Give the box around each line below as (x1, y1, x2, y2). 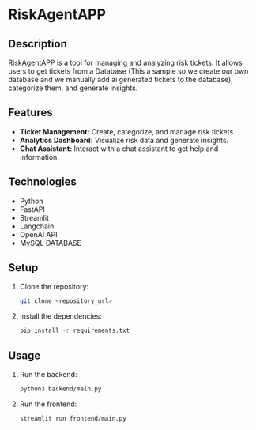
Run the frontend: (19, 399, 77, 409)
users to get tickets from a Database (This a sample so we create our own (8, 66, 249, 76)
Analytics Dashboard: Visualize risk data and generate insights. (19, 135, 229, 145)
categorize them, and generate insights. (8, 83, 138, 92)
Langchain (19, 221, 55, 231)
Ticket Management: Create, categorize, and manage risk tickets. (19, 126, 235, 136)
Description (8, 37, 67, 51)
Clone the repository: (19, 282, 89, 292)
